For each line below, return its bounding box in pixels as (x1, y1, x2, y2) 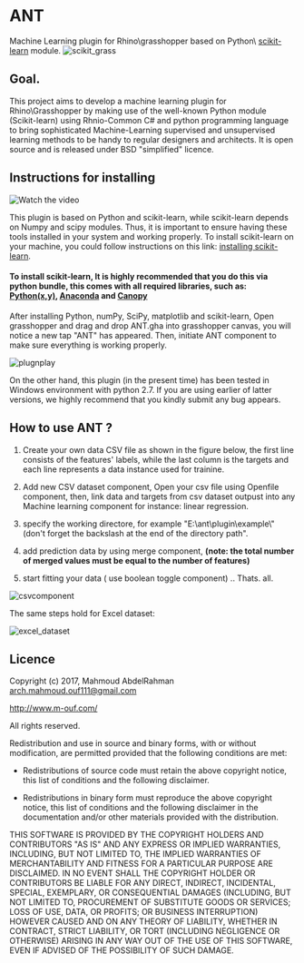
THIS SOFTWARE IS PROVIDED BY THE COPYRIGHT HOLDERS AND (9, 830, 265, 840)
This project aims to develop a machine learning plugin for (9, 95, 227, 106)
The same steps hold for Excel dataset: (9, 607, 156, 618)
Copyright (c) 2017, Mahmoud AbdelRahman (9, 675, 175, 686)
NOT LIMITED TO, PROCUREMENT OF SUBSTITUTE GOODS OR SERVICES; (9, 897, 291, 908)
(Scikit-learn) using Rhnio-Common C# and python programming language (9, 114, 289, 125)
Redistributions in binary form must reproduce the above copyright (22, 792, 272, 803)
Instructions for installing (9, 170, 156, 186)
